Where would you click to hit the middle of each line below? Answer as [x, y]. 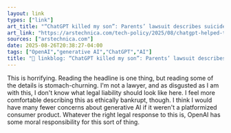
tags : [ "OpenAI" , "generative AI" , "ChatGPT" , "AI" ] [80, 52]
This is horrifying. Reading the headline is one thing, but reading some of [110, 78]
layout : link [26, 13]
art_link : [21, 33]
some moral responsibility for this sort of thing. [73, 122]
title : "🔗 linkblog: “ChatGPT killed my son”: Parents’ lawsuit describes [117, 59]
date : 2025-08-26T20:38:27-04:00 [55, 45]
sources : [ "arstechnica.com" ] [51, 39]
